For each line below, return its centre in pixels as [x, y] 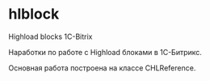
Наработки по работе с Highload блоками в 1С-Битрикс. [105, 52]
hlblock [34, 14]
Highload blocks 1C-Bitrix [50, 36]
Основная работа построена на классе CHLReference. [102, 68]
